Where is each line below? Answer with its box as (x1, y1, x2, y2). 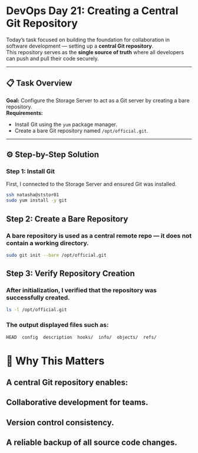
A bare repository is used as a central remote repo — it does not (6, 232, 192, 240)
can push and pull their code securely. (6, 55, 99, 62)
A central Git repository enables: (6, 378, 128, 388)
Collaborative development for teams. (6, 398, 148, 408)
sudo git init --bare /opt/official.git (6, 252, 107, 258)
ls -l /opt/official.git (6, 307, 67, 313)
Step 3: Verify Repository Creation (6, 269, 136, 279)
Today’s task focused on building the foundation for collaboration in (6, 36, 170, 43)
